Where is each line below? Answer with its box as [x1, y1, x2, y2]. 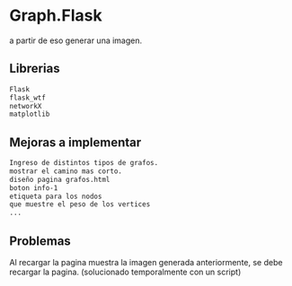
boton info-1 [9, 183, 58, 193]
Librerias [9, 61, 60, 76]
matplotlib [9, 109, 50, 119]
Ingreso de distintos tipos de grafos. [9, 159, 159, 168]
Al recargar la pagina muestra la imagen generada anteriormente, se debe [9, 257, 283, 267]
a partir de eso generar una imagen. [9, 35, 143, 46]
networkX [9, 101, 42, 110]
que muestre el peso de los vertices [9, 200, 151, 209]
